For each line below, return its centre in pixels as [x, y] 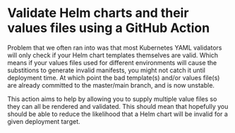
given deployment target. [44, 121]
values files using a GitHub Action [109, 28]
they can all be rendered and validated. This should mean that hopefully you [118, 106]
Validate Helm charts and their [98, 13]
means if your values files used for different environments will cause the [112, 62]
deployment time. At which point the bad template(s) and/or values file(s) [114, 77]
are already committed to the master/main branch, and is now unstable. [111, 85]
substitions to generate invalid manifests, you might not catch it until [107, 70]
